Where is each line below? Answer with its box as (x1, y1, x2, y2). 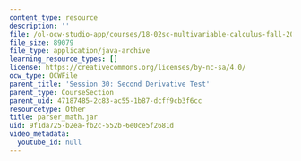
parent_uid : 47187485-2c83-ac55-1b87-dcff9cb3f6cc (9, 96, 202, 106)
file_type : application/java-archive (9, 47, 150, 55)
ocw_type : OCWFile (9, 72, 78, 80)
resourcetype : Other (9, 105, 87, 114)
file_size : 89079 (9, 38, 74, 47)
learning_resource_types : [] (9, 55, 118, 64)
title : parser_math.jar (9, 113, 99, 122)
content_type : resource (9, 13, 99, 22)
